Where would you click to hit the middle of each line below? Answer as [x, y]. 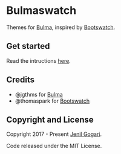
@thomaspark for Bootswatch [52, 101]
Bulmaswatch [41, 11]
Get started [28, 46]
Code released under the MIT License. [54, 146]
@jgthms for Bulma [39, 94]
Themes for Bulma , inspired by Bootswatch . [61, 27]
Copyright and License [50, 119]
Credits [21, 80]
